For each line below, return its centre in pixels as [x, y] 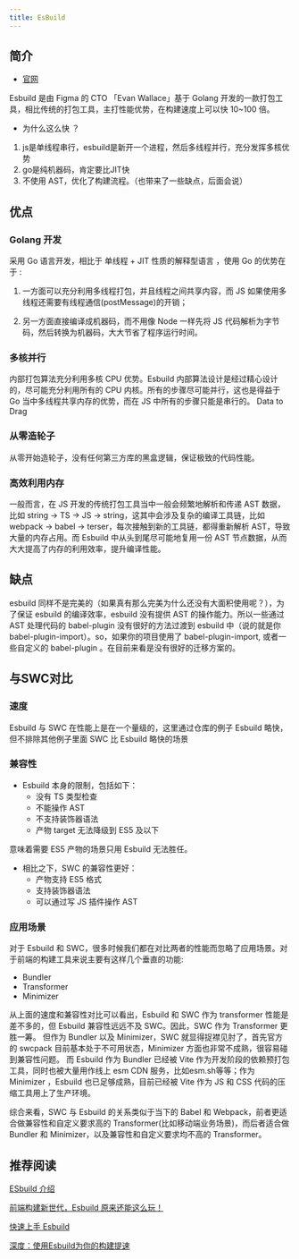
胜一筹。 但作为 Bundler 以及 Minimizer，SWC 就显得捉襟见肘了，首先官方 [146, 1037]
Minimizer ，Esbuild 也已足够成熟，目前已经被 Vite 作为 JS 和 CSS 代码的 [144, 1082]
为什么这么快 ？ [51, 128]
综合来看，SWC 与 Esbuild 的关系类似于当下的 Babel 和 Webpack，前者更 [144, 1112]
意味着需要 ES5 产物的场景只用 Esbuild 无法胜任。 [101, 849]
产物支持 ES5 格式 [69, 879]
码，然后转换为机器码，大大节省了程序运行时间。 [112, 333]
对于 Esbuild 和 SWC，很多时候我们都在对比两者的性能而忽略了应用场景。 [145, 949]
